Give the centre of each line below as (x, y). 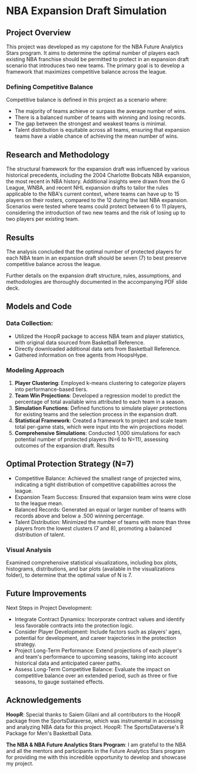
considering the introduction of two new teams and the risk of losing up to (96, 213)
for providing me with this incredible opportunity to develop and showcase (96, 757)
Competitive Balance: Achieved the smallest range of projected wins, (98, 478)
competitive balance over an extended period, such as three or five (96, 675)
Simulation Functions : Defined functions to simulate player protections (101, 408)
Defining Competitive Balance (50, 87)
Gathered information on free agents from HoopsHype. (81, 355)
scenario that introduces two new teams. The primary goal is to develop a (95, 65)
